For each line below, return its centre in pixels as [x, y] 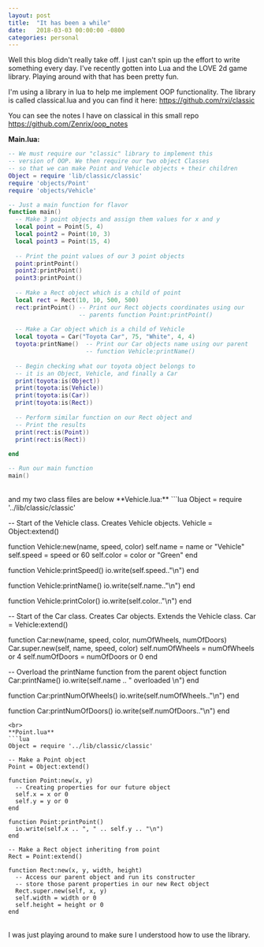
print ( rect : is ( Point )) [52, 432]
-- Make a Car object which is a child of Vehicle [100, 329]
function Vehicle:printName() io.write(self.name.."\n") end [102, 586]
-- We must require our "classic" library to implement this [111, 154]
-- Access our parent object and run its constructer [105, 877]
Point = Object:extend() [49, 766]
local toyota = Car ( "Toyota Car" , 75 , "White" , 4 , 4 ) [105, 337]
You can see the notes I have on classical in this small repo [104, 116]
